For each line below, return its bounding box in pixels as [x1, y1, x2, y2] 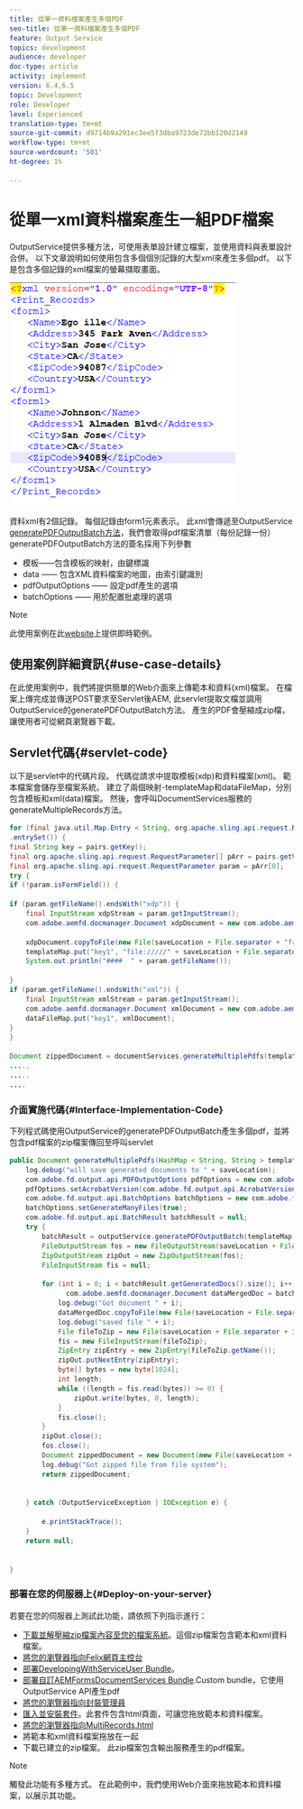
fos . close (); [41, 1441, 91, 1451]
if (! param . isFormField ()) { [9, 880, 119, 890]
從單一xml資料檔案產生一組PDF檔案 [9, 209, 274, 230]
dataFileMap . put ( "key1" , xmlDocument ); [25, 1014, 176, 1023]
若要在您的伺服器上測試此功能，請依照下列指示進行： [9, 1610, 207, 1621]
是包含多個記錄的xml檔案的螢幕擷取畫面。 [9, 263, 165, 274]
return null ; [25, 1536, 75, 1546]
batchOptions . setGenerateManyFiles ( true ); [25, 1204, 188, 1213]
